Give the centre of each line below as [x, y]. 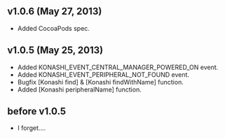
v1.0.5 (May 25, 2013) [55, 51]
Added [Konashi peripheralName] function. [79, 89]
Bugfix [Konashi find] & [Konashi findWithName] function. [100, 82]
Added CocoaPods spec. [53, 28]
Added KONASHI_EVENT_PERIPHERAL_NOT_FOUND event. [103, 74]
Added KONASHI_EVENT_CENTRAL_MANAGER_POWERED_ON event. [118, 67]
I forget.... [32, 128]
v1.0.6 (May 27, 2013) [55, 12]
